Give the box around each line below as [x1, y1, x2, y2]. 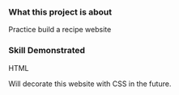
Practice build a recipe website [8, 25, 112, 35]
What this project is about [8, 6, 112, 18]
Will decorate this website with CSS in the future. [8, 79, 172, 89]
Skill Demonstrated [8, 45, 86, 56]
